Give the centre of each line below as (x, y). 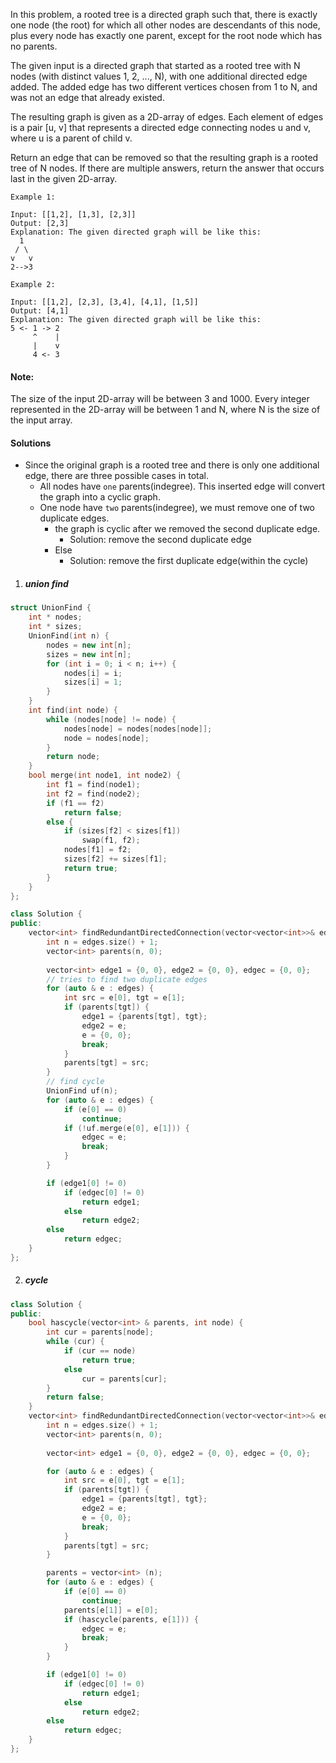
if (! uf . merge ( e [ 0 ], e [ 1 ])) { (126, 1128)
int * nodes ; (55, 617)
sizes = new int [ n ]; (89, 654)
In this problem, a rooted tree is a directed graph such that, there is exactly (164, 14)
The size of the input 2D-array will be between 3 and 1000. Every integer (160, 399)
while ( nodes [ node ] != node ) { (111, 719)
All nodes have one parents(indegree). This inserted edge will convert (182, 486)
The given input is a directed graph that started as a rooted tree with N (155, 65)
